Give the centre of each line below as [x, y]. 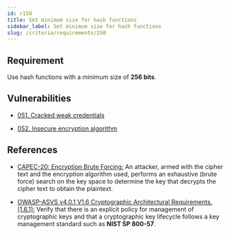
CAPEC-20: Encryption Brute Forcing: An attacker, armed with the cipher [120, 166]
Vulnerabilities [39, 99]
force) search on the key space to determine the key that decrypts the [116, 181]
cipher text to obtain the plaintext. [65, 188]
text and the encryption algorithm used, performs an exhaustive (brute [117, 174]
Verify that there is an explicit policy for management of [115, 209]
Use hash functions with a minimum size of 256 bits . [82, 77]
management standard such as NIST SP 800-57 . [86, 223]
